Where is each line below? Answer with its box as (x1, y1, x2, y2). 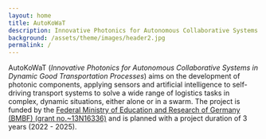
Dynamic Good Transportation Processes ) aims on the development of (8, 71, 241, 81)
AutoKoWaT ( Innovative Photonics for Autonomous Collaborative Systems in (8, 63, 259, 72)
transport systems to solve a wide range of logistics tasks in (33, 88, 230, 98)
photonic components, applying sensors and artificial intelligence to (8, 80, 231, 90)
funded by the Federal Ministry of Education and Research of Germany (8, 105, 241, 115)
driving (8, 88, 32, 98)
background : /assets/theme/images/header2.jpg (8, 33, 166, 42)
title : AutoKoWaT (8, 19, 66, 27)
